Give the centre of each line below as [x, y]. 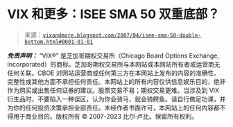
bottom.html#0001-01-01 [59, 42]
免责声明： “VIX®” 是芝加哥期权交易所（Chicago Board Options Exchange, [113, 56]
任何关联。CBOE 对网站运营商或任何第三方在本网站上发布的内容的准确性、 [114, 73]
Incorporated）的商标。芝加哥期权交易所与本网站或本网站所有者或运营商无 [114, 64]
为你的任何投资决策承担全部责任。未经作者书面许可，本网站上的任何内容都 [113, 108]
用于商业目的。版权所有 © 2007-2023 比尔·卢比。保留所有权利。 [105, 116]
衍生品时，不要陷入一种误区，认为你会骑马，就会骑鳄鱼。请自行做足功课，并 [116, 99]
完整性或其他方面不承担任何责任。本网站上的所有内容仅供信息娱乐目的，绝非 [116, 81]
